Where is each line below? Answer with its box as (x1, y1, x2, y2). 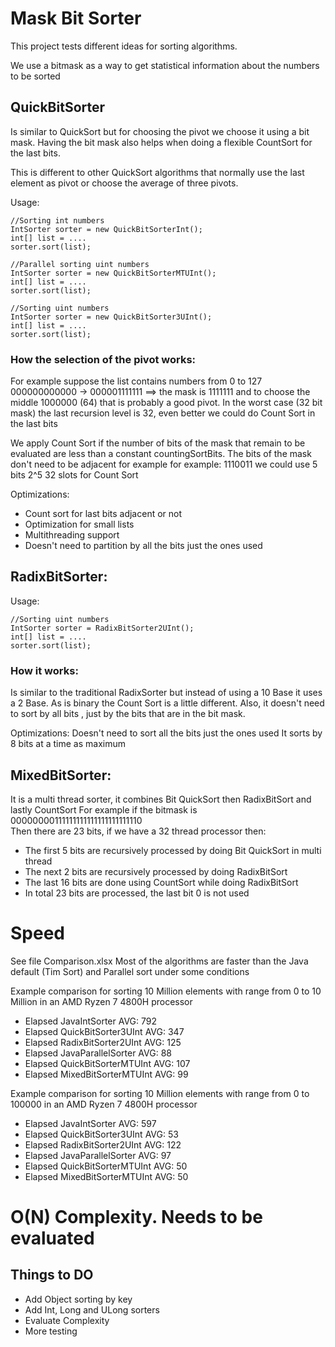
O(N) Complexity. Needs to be (10, 1206, 263, 1229)
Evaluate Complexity (24, 1314, 110, 1326)
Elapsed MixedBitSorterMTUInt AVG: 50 (24, 1170, 189, 1182)
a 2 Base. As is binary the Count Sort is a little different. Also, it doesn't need (10, 697, 325, 709)
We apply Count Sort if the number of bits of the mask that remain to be (10, 437, 306, 449)
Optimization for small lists (24, 518, 135, 531)
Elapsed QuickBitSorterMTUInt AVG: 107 (24, 1057, 191, 1069)
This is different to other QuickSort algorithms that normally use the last (10, 166, 305, 178)
